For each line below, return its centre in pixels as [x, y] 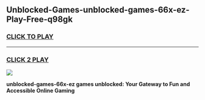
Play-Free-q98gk [40, 20]
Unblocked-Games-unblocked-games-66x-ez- [98, 10]
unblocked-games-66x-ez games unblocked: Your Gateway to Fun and [98, 84]
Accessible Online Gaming [41, 90]
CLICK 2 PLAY [27, 59]
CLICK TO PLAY [30, 37]
